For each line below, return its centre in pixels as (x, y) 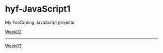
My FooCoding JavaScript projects (40, 22)
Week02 (13, 32)
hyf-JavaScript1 (38, 9)
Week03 (13, 46)
